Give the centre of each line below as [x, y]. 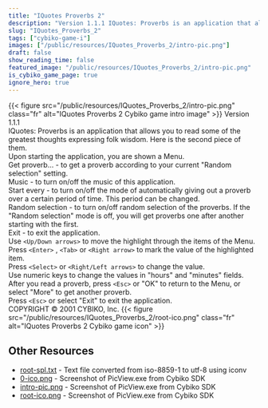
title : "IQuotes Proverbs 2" [57, 16]
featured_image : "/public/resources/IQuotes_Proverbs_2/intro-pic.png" [130, 68]
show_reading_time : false [51, 61]
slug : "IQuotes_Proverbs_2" [55, 30]
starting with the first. [43, 224]
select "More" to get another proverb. [70, 291]
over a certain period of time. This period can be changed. [104, 198]
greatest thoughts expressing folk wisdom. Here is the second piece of [125, 139]
